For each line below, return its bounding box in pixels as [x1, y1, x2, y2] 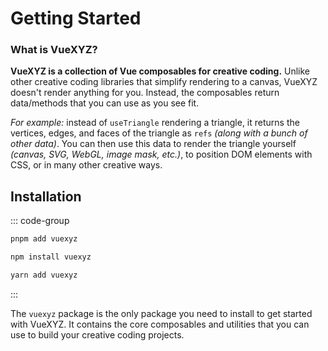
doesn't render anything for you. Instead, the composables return [10, 87, 280, 99]
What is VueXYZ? [10, 43, 98, 57]
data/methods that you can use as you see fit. [10, 97, 200, 109]
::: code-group [10, 215, 70, 227]
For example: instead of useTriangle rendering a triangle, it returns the [10, 117, 300, 129]
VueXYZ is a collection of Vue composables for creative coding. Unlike [10, 65, 311, 77]
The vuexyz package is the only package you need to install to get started [10, 307, 313, 319]
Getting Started [10, 7, 142, 30]
